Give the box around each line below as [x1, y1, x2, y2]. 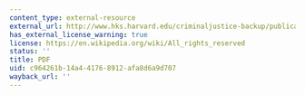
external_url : [9, 22, 64, 31]
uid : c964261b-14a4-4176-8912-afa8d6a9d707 [9, 64, 177, 73]
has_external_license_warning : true [9, 30, 148, 39]
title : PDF [9, 55, 51, 64]
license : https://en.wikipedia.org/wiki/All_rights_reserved [9, 38, 246, 48]
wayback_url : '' [9, 72, 71, 81]
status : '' [9, 47, 51, 56]
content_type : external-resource [9, 13, 136, 23]
